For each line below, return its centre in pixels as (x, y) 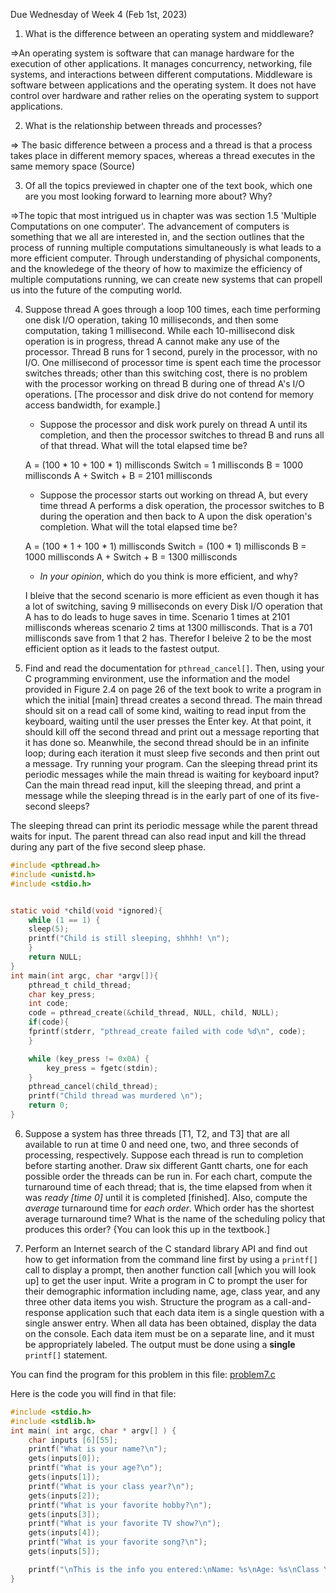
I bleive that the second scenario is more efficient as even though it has (172, 595)
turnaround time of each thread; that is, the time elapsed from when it (168, 1186)
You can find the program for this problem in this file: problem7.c (143, 1374)
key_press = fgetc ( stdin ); (102, 1068)
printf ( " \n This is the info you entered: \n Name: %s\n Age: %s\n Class (174, 1569)
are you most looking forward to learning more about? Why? (148, 196)
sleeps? (74, 806)
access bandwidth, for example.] (92, 405)
